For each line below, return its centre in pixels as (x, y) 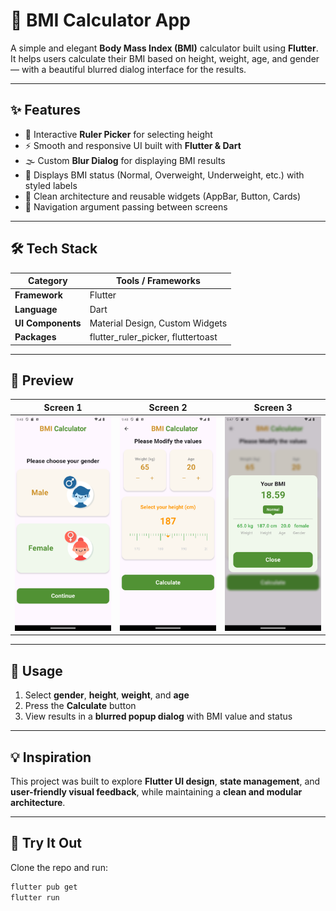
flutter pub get (44, 887)
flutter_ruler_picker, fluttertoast (153, 337)
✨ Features (45, 110)
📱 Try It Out (46, 843)
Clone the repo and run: (59, 867)
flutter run (35, 897)
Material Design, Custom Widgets (158, 323)
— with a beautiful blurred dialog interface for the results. (128, 69)
